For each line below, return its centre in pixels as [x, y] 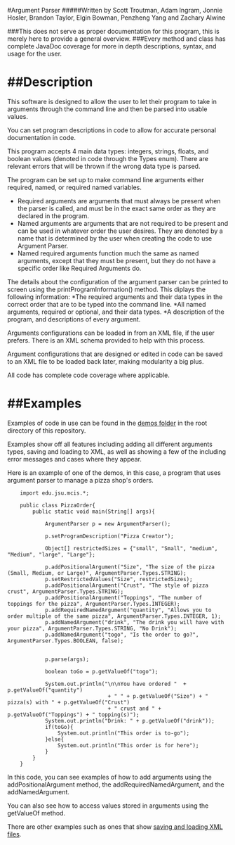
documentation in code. [41, 137]
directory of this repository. [47, 430]
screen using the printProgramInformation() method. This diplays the [106, 289]
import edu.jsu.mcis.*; [55, 493]
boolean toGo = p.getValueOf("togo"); [101, 671]
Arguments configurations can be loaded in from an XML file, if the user [111, 333]
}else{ [54, 739]
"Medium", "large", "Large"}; [52, 554]
